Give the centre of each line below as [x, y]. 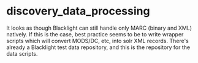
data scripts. [22, 53]
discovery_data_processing [78, 11]
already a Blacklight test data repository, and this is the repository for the [98, 47]
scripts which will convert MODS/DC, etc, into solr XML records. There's [97, 41]
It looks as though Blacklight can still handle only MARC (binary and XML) [99, 28]
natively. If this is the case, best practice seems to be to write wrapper [95, 34]
